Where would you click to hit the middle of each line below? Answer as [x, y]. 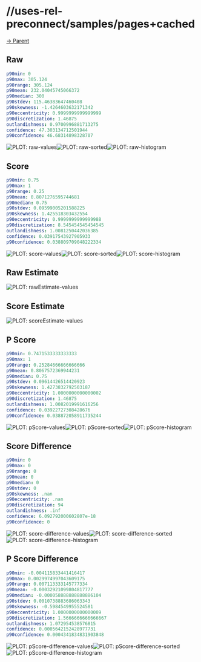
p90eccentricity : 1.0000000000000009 [54, 612]
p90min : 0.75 [23, 180]
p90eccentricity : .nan [35, 500]
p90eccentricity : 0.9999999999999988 [54, 220]
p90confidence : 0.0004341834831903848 [55, 635]
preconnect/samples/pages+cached [101, 24]
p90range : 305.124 [29, 85]
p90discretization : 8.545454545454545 [55, 225]
